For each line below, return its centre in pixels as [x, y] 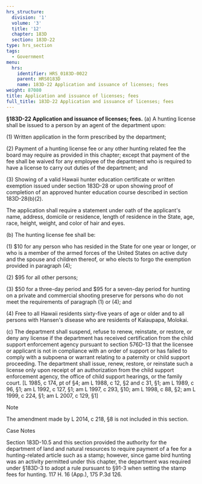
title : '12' [27, 29]
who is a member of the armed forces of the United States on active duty [97, 253]
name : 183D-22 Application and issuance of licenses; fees [93, 85]
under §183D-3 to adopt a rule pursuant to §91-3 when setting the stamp [96, 468]
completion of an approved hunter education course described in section [97, 192]
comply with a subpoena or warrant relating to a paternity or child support [98, 357]
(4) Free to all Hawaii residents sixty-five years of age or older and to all [96, 313]
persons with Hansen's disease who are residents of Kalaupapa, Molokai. [97, 319]
